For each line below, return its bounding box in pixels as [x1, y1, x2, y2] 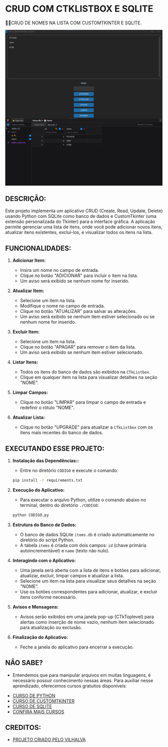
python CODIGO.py [12, 512, 49, 518]
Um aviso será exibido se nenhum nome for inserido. [20, 278, 130, 284]
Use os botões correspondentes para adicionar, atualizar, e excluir [20, 588, 157, 594]
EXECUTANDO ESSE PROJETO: [5, 444, 105, 453]
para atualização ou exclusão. [20, 624, 82, 630]
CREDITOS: [5, 723, 41, 732]
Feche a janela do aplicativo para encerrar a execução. [20, 644, 134, 650]
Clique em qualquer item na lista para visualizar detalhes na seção [20, 375, 157, 381]
